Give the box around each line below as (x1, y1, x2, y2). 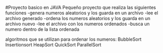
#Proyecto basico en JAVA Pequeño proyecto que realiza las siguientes (5, 5, 156, 10)
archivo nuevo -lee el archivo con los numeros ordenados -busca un (5, 21, 150, 27)
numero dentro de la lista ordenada (5, 26, 79, 32)
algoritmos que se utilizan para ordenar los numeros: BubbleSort (5, 36, 142, 42)
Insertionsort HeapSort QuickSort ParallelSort (5, 42, 101, 48)
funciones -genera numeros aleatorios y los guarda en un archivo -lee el (5, 10, 158, 16)
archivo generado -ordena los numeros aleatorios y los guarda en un (5, 15, 150, 21)
